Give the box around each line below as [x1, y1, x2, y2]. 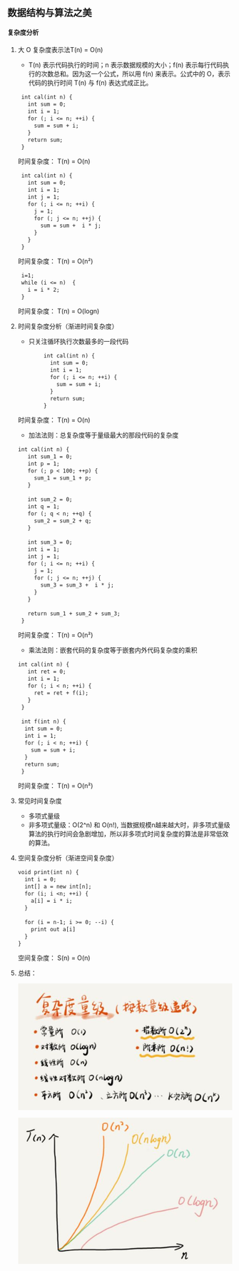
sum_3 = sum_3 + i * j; [40, 581, 114, 589]
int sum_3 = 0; [27, 538, 73, 546]
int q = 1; [27, 502, 60, 510]
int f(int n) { [21, 718, 66, 725]
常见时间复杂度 [17, 796, 62, 805]
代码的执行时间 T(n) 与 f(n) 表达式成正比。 [28, 78, 153, 87]
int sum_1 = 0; [27, 452, 73, 460]
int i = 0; [24, 876, 57, 883]
